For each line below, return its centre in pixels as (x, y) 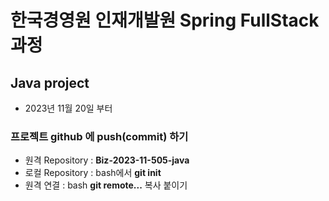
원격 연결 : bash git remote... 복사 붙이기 (106, 185)
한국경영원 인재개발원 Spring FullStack (165, 20)
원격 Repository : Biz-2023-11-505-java (107, 160)
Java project (50, 82)
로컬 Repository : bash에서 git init (93, 173)
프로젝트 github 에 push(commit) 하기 (99, 136)
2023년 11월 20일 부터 (68, 108)
